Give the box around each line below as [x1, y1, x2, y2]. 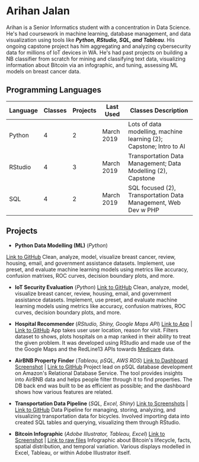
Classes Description [130, 106, 188, 114]
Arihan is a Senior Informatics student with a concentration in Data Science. [6, 24, 191, 31]
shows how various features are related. [14, 388, 113, 395]
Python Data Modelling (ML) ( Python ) [14, 242, 108, 249]
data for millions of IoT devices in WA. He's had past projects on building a [6, 49, 188, 56]
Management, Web [128, 198, 181, 207]
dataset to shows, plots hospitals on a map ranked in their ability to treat [14, 333, 191, 340]
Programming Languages [6, 85, 102, 95]
